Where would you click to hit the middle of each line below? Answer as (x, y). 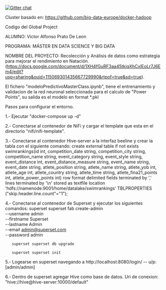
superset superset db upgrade (43, 244)
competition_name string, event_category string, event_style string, (74, 157)
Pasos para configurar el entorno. (40, 107)
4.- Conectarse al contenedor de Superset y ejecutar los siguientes (74, 203)
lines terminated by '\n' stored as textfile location (55, 183)
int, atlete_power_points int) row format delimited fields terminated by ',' (78, 178)
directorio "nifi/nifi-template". (35, 131)
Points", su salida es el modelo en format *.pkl (52, 97)
